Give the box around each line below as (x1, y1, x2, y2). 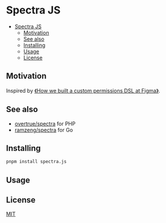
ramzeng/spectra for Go (14, 126, 73, 133)
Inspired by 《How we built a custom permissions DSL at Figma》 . (6, 87, 160, 94)
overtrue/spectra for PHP (14, 120, 76, 127)
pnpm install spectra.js (6, 159, 67, 165)
